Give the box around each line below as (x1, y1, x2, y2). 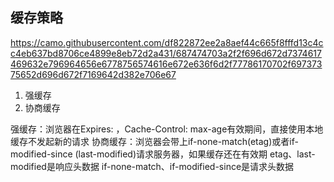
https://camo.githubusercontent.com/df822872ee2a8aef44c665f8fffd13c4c (10, 36, 324, 48)
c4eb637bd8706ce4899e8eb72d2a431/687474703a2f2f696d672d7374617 (10, 47, 322, 59)
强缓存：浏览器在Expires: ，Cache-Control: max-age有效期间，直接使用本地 (10, 123, 324, 135)
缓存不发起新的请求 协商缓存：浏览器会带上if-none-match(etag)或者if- (10, 135, 299, 147)
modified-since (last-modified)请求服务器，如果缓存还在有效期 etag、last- (10, 148, 316, 160)
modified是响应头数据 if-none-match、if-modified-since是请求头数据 (10, 160, 295, 172)
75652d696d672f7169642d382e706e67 (10, 68, 177, 80)
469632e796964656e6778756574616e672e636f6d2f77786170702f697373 (10, 58, 323, 70)
